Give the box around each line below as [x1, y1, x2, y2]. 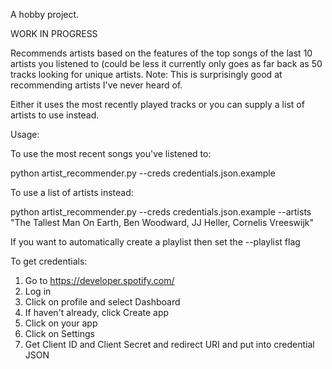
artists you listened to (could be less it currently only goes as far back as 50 [10, 58, 323, 69]
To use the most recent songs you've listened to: [10, 148, 212, 159]
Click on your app [24, 317, 98, 329]
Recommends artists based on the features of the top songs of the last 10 [10, 47, 313, 59]
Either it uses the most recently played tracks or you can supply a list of [10, 99, 305, 110]
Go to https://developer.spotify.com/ [24, 275, 175, 286]
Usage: [10, 129, 40, 140]
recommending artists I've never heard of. [10, 79, 183, 91]
